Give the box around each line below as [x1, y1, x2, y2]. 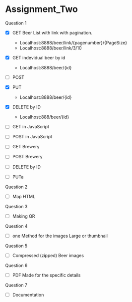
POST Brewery [12, 154, 43, 160]
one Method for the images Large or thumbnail [12, 233, 108, 239]
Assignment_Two [5, 3, 78, 15]
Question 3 [5, 203, 28, 209]
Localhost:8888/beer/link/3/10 [19, 45, 82, 51]
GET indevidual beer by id [12, 55, 66, 60]
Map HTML [12, 193, 36, 199]
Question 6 [5, 262, 28, 268]
